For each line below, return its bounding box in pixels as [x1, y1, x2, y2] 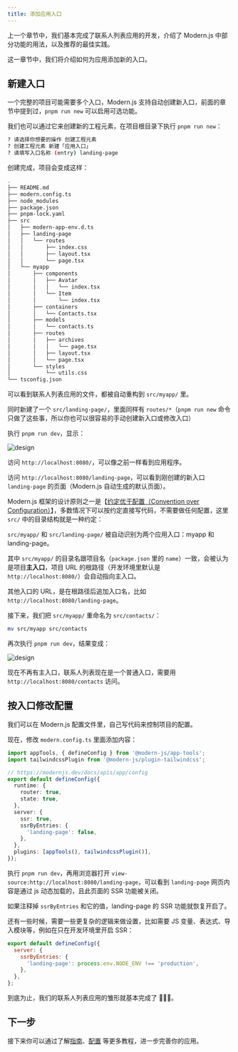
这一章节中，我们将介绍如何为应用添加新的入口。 [7, 55, 151, 63]
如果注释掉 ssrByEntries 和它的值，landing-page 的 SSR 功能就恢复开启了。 [7, 902, 231, 910]
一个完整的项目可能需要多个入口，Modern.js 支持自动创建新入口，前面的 [7, 98, 220, 107]
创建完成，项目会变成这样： [7, 163, 89, 172]
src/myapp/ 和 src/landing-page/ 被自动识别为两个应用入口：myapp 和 [7, 530, 214, 538]
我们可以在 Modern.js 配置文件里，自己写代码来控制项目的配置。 [7, 720, 197, 729]
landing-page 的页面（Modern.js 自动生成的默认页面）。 [7, 482, 170, 491]
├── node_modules [7, 197, 59, 204]
